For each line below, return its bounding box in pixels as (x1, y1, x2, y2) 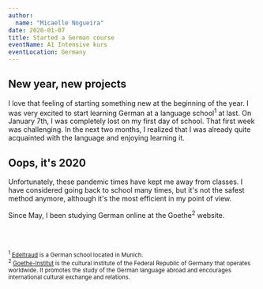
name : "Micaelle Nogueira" (15, 19, 104, 27)
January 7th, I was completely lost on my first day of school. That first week (8, 116, 255, 126)
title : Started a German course (8, 33, 115, 42)
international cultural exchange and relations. (8, 273, 130, 281)
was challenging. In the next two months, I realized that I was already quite (8, 125, 251, 134)
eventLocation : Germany (8, 48, 87, 56)
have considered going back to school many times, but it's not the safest (8, 186, 245, 195)
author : (8, 11, 34, 20)
